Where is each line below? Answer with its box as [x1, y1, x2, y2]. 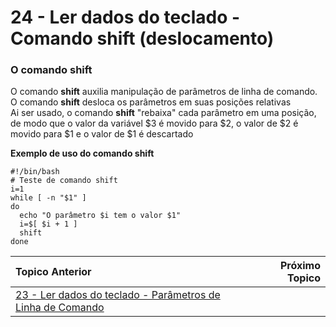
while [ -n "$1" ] [10, 193, 87, 203]
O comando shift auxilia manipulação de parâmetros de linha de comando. [10, 86, 318, 98]
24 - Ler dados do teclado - [10, 6, 241, 29]
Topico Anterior [15, 265, 92, 279]
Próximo [279, 259, 321, 273]
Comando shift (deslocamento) [10, 27, 275, 50]
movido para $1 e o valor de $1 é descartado [10, 128, 194, 140]
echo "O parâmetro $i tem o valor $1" [19, 211, 182, 221]
